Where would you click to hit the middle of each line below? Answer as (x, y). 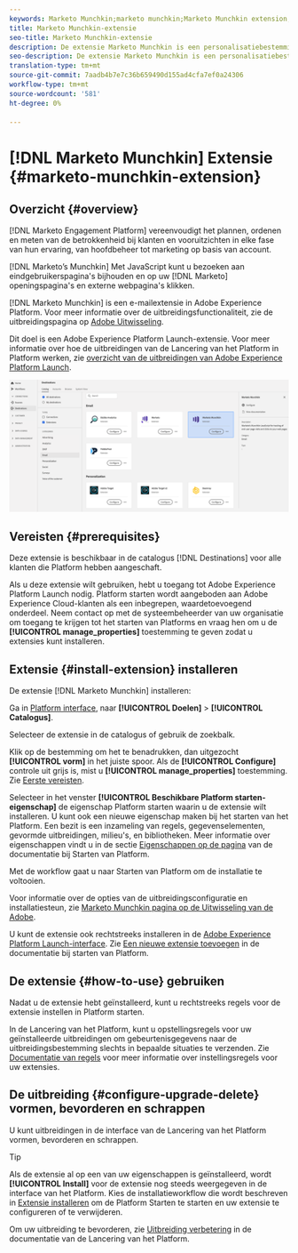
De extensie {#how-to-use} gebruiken (117, 981)
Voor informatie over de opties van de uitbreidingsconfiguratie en (129, 898)
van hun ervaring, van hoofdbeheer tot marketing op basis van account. (141, 250)
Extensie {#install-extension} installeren (124, 669)
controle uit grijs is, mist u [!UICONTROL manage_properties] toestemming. (149, 771)
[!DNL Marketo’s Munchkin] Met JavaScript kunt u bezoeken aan (127, 267)
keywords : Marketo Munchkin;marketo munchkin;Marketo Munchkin (129, 19)
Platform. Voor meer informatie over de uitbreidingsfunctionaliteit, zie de (141, 312)
